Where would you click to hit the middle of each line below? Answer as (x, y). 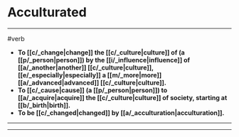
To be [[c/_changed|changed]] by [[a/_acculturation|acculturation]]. (121, 113)
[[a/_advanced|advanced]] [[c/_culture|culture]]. (92, 82)
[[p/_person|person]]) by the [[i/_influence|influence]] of (104, 60)
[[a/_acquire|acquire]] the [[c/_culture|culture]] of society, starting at (122, 97)
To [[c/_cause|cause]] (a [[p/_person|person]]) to (92, 90)
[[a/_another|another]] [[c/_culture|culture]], (86, 67)
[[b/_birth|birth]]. (44, 105)
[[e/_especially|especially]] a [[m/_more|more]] (90, 75)
